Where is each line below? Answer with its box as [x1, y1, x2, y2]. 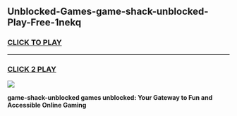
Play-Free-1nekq [7, 17, 82, 29]
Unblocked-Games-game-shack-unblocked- [7, 6, 209, 18]
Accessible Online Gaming [7, 101, 87, 109]
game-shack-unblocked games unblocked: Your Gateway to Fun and [7, 93, 213, 101]
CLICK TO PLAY [7, 38, 62, 48]
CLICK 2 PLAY [7, 64, 56, 74]
